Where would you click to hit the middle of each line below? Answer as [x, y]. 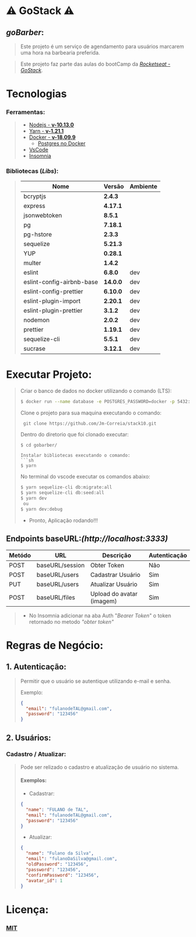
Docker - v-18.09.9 [52, 137]
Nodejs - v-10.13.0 [51, 125]
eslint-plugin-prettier [53, 310]
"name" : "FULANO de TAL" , [57, 809]
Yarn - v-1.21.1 [46, 131]
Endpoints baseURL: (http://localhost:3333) [87, 539]
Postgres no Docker [62, 143]
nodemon [36, 320]
